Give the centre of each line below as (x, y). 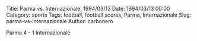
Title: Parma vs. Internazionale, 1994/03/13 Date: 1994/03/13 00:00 (88, 9)
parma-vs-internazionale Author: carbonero (60, 21)
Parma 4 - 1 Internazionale (38, 33)
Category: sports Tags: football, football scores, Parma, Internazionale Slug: (99, 15)
